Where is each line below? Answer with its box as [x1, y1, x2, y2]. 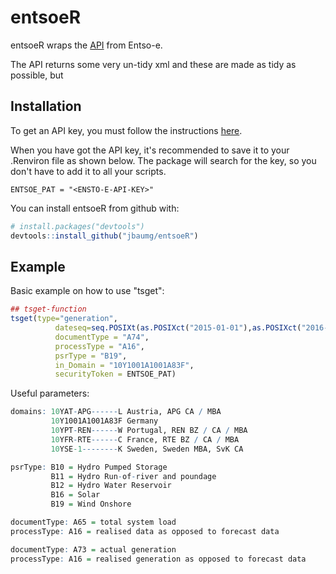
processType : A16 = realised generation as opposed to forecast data [10, 554, 307, 564]
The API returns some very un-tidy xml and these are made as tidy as [10, 58, 297, 70]
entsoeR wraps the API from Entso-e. [10, 39, 163, 51]
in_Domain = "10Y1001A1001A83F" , [54, 360, 195, 370]
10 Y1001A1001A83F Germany [50, 416, 159, 426]
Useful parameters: [10, 387, 90, 400]
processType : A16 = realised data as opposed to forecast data [10, 526, 280, 536]
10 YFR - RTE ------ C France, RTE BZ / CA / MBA [50, 434, 240, 445]
